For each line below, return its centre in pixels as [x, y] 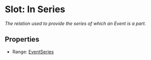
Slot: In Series [35, 9]
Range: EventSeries [33, 51]
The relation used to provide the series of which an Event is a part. [75, 23]
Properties [22, 39]
